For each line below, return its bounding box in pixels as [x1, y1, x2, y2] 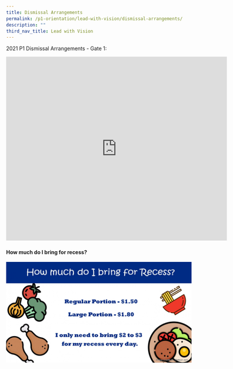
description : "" [6, 22, 46, 28]
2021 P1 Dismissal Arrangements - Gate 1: [6, 45, 107, 52]
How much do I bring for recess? [6, 248, 87, 255]
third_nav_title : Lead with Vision [6, 28, 94, 34]
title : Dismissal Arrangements [6, 9, 83, 15]
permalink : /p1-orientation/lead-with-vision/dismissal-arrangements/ [6, 15, 183, 22]
